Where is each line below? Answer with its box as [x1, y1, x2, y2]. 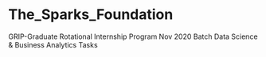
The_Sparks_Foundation [8, 6, 174, 24]
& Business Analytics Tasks [8, 40, 98, 49]
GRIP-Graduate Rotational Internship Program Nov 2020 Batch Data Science [8, 32, 258, 41]
